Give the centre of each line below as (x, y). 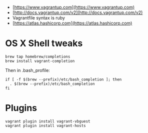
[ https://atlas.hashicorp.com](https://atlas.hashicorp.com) (72, 23)
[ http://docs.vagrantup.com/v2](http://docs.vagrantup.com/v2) (77, 12)
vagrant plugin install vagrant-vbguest (48, 121)
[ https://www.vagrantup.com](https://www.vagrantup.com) (73, 7)
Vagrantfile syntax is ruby (38, 18)
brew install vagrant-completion (40, 61)
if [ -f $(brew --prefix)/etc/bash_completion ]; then (63, 79)
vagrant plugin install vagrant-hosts (45, 125)
